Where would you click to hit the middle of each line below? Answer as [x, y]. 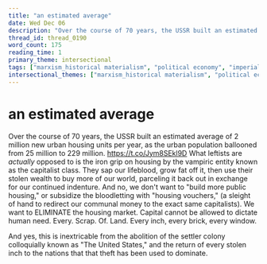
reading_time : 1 [35, 52]
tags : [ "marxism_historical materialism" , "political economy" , [117, 68]
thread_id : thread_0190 [48, 38]
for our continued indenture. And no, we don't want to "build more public [127, 187]
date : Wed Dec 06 [37, 23]
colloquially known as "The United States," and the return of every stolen [128, 244]
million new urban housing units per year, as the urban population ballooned [133, 145]
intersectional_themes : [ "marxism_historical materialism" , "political [129, 75]
